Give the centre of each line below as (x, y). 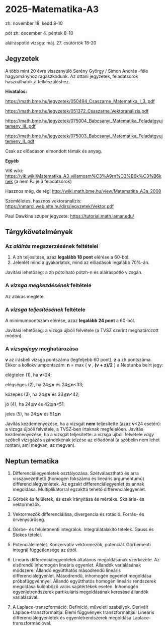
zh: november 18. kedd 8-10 (34, 23)
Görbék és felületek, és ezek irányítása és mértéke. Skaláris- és (78, 499)
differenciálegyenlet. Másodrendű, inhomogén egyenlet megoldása (82, 576)
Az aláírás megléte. (25, 296)
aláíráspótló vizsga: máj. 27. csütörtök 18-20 (51, 43)
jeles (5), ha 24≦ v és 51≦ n (33, 414)
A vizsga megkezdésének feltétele (48, 285)
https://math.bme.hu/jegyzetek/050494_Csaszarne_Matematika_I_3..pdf (80, 101)
